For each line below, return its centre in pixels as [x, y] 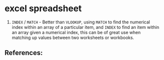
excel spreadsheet [43, 9]
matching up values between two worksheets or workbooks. [73, 38]
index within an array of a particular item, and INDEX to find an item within [85, 27]
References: [24, 53]
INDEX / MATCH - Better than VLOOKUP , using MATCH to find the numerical [81, 22]
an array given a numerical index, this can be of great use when [76, 32]
